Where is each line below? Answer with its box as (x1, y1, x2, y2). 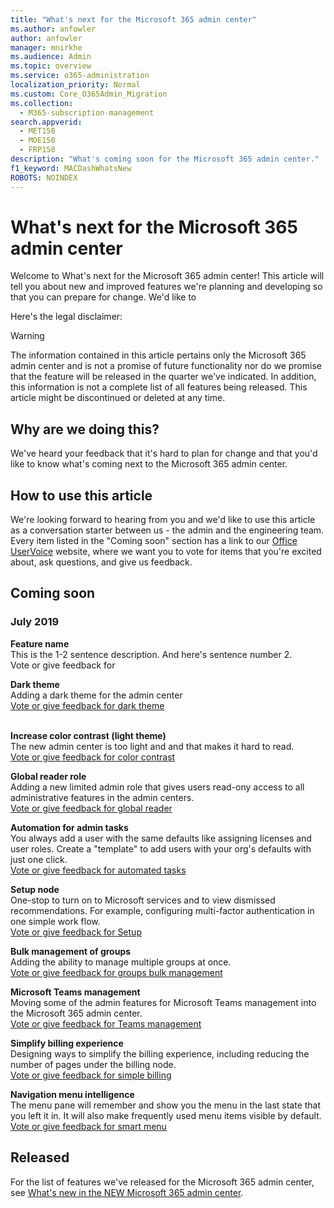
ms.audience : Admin (10, 52, 92, 62)
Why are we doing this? (10, 421, 160, 438)
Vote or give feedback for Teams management (10, 1017, 202, 1030)
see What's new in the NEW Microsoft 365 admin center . (10, 1186, 244, 1198)
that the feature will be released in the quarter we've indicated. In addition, (10, 371, 317, 383)
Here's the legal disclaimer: (10, 311, 123, 323)
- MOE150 (19, 136, 56, 146)
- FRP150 (19, 145, 56, 155)
